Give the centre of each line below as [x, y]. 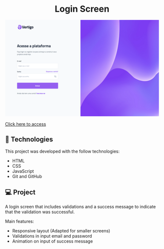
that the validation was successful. [40, 212]
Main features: [20, 221]
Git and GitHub [27, 176]
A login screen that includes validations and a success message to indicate [81, 206]
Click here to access [26, 124]
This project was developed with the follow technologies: [62, 151]
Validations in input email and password [52, 236]
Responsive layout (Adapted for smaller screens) [61, 230]
